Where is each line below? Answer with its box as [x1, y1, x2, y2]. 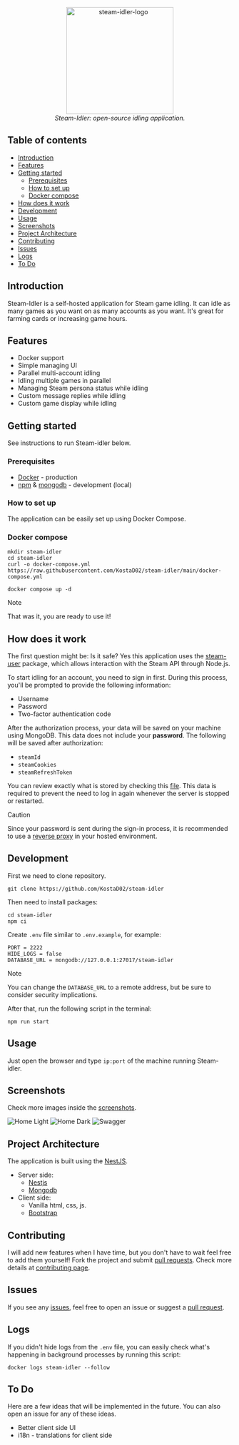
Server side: [17, 1170, 54, 1180]
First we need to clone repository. [7, 871, 106, 880]
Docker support [17, 354, 64, 362]
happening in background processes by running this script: [7, 1350, 181, 1359]
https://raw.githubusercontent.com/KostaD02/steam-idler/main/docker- [7, 567, 222, 574]
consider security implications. [7, 990, 98, 999]
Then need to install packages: [7, 897, 98, 906]
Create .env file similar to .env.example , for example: [7, 930, 162, 939]
